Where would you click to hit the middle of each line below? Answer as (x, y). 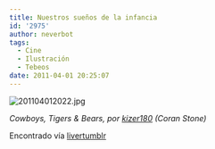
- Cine (29, 51)
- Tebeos (33, 68)
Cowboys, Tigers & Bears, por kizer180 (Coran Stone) (108, 118)
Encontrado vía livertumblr (58, 136)
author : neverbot (41, 34)
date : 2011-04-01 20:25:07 (59, 76)
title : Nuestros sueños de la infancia (83, 17)
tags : (19, 42)
